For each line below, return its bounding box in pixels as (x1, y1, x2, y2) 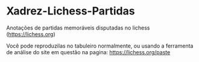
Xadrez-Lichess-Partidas (6, 4, 135, 18)
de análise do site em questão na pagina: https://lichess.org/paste (6, 48, 171, 55)
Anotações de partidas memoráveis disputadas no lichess (6, 24, 150, 31)
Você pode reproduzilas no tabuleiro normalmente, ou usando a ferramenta (6, 42, 194, 49)
